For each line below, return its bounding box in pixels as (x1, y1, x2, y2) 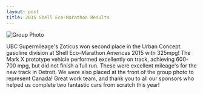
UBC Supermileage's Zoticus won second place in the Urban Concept (6, 43, 181, 50)
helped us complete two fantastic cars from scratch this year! (6, 81, 160, 88)
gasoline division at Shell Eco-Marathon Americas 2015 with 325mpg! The (6, 49, 191, 56)
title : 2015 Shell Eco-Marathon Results (6, 14, 110, 20)
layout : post (6, 8, 39, 15)
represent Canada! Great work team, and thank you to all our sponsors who (6, 75, 195, 82)
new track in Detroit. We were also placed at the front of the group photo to (6, 68, 194, 75)
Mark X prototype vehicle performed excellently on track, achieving (6, 55, 175, 63)
